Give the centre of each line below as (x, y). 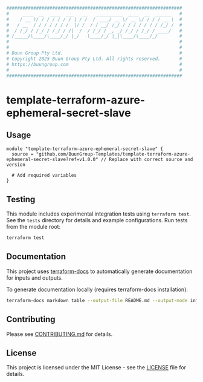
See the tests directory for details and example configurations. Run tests (97, 220)
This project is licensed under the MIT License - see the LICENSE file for (96, 367)
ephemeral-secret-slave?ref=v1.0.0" (52, 160)
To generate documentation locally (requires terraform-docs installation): (97, 289)
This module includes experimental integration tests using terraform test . (99, 214)
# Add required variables (44, 176)
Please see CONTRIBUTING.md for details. (60, 334)
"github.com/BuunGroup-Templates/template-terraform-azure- (113, 154)
